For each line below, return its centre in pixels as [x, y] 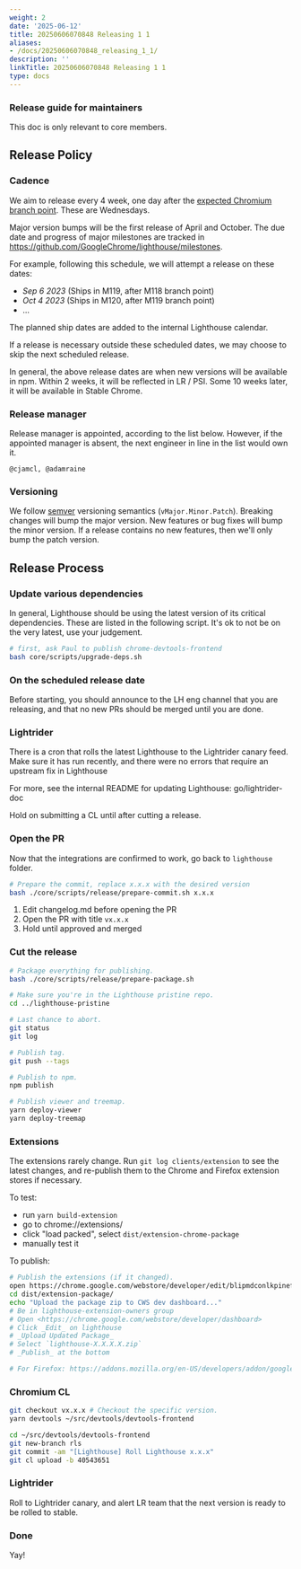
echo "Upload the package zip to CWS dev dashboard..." [116, 1302]
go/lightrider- [258, 789]
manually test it [50, 1244]
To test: [23, 1198]
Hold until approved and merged [82, 929]
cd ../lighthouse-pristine [60, 1004]
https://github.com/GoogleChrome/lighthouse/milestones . [116, 246]
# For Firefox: [38, 1369]
